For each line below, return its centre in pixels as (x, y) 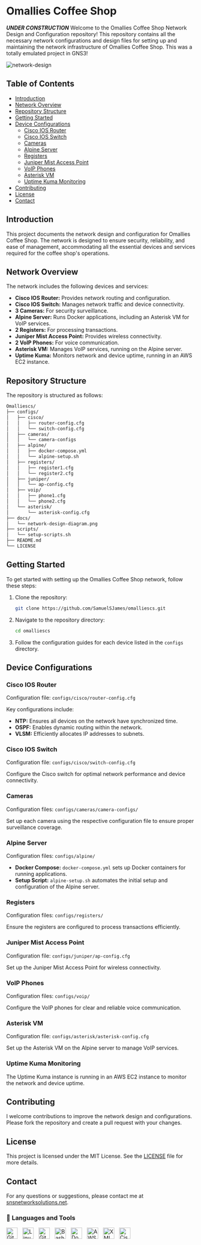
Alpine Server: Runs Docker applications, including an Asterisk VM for (102, 317)
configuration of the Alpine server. (57, 887)
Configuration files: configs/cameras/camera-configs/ (72, 809)
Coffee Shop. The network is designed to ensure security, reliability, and (95, 240)
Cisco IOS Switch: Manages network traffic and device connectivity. (100, 304)
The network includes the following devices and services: (77, 286)
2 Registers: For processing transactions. (66, 330)
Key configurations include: (40, 709)
